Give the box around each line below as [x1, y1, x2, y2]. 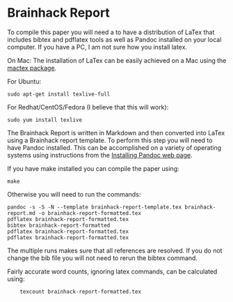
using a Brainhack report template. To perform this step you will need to [7, 136, 213, 144]
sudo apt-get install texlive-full [7, 91, 111, 98]
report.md [7, 209, 36, 217]
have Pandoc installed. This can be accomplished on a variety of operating [7, 143, 222, 151]
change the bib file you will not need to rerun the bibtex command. [7, 253, 198, 262]
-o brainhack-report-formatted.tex [38, 209, 141, 217]
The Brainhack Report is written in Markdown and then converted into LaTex [7, 128, 225, 137]
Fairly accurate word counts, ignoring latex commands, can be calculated [7, 267, 218, 275]
